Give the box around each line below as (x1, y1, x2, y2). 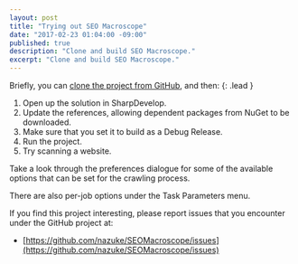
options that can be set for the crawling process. (9, 173, 191, 184)
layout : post (9, 13, 59, 23)
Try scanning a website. (22, 146, 112, 156)
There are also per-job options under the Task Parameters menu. (9, 191, 251, 201)
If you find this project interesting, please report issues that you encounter (9, 208, 286, 218)
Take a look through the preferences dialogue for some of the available (9, 164, 274, 174)
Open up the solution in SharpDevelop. (22, 98, 167, 108)
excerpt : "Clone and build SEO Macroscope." (9, 55, 180, 64)
